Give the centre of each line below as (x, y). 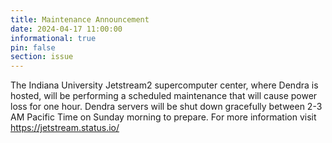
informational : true (53, 38)
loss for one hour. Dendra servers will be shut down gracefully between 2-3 (166, 107)
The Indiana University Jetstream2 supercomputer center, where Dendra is (164, 85)
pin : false (33, 47)
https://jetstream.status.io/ (65, 128)
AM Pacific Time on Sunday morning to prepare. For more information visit (163, 117)
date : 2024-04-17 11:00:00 (66, 29)
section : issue (42, 57)
